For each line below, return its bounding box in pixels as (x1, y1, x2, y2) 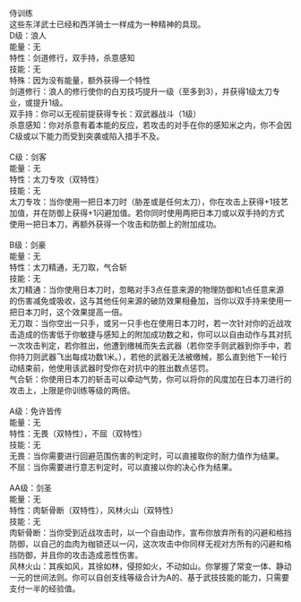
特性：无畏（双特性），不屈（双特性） (9, 428, 147, 439)
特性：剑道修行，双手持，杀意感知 (9, 53, 135, 63)
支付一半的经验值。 (9, 583, 81, 594)
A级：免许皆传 (9, 406, 63, 417)
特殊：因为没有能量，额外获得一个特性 (9, 75, 150, 85)
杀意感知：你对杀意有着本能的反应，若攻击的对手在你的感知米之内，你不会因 (9, 120, 292, 130)
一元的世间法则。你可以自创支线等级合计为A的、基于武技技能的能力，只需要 (9, 572, 289, 582)
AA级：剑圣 (9, 483, 52, 493)
